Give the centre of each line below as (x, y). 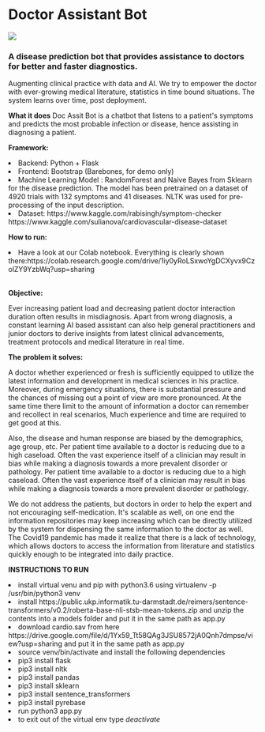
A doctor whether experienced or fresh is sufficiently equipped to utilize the (131, 372)
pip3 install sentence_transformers (75, 694)
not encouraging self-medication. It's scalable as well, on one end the (121, 512)
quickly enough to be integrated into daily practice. (91, 554)
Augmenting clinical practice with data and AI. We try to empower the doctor (132, 84)
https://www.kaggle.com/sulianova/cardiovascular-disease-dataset (118, 222)
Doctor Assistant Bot (78, 15)
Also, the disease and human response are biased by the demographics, (126, 438)
